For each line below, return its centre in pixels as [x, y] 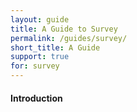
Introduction [36, 98]
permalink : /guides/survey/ [69, 38]
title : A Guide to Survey [64, 29]
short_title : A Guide [55, 47]
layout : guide [40, 19]
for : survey [35, 66]
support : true [40, 57]
